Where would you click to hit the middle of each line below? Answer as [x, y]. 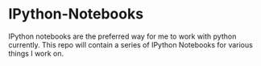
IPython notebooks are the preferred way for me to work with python [122, 36]
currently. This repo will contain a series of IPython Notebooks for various [131, 44]
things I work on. [36, 53]
